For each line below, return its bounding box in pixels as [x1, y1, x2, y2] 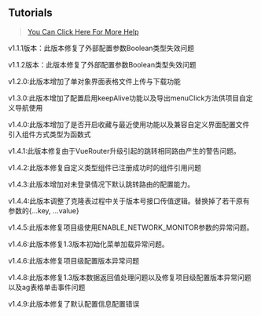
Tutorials [8, 6, 53, 20]
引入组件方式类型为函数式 [8, 129, 91, 139]
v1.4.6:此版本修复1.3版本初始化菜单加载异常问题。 [8, 239, 169, 249]
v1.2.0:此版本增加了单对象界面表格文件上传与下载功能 [8, 76, 181, 85]
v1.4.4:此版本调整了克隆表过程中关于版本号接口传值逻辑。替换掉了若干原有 [8, 196, 250, 205]
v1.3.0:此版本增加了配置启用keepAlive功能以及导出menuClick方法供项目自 [8, 93, 246, 103]
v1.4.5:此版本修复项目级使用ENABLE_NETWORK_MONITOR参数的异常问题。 [8, 223, 254, 232]
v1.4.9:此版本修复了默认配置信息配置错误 [8, 299, 140, 308]
